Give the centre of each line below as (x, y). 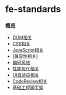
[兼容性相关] (25, 56)
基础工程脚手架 (28, 87)
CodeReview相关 (30, 81)
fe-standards (33, 9)
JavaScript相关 (28, 50)
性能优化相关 (25, 69)
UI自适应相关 (25, 75)
